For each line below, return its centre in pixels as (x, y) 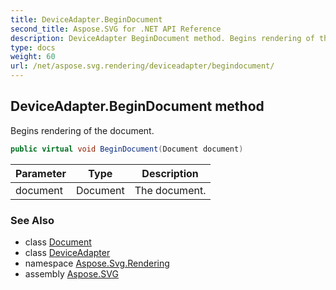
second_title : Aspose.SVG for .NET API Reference (116, 29)
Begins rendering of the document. (82, 130)
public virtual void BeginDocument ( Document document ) (127, 149)
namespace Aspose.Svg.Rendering (97, 263)
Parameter (41, 173)
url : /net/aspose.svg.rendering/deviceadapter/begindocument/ (142, 66)
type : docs (33, 47)
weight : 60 (33, 57)
